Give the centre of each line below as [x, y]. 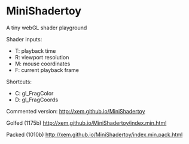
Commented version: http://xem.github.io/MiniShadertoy [76, 111]
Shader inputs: [24, 39]
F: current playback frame [47, 70]
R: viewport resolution [42, 57]
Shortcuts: [19, 82]
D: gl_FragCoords [36, 100]
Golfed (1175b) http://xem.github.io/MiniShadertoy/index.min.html [86, 123]
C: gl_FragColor [34, 93]
